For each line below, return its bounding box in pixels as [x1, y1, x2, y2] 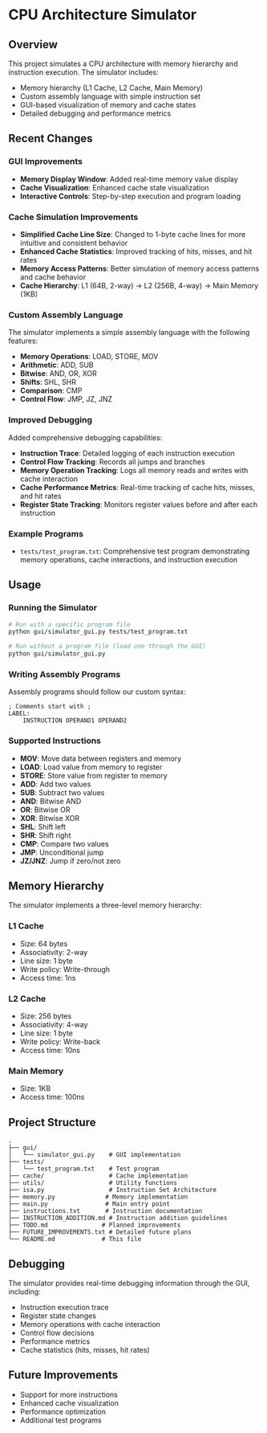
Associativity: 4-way [19, 1020, 88, 1030]
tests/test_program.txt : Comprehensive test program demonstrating [19, 546, 250, 556]
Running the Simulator [8, 602, 98, 614]
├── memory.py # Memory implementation [8, 1193, 188, 1202]
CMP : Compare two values [19, 839, 110, 848]
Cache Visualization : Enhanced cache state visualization [19, 182, 210, 192]
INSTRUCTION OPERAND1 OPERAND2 [22, 716, 127, 725]
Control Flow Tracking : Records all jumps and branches [19, 456, 206, 467]
